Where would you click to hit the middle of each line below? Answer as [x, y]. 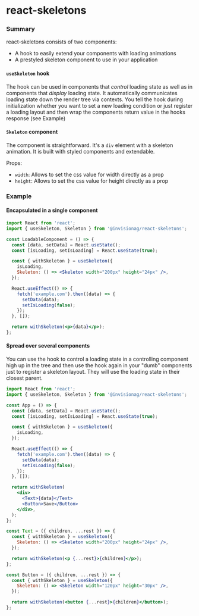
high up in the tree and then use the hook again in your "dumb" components [99, 365]
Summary [21, 29]
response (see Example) [36, 118]
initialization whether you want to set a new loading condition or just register [99, 105]
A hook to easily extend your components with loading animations [95, 54]
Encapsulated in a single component [52, 210]
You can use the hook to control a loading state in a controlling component [97, 359]
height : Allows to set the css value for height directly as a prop [91, 181]
